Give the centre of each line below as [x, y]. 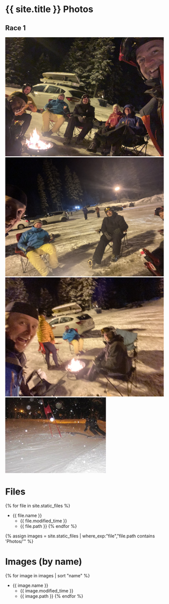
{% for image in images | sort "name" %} [48, 575]
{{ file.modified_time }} [44, 521]
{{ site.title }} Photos [49, 9]
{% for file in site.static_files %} [38, 506]
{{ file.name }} [27, 515]
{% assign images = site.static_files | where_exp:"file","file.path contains [80, 536]
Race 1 [16, 28]
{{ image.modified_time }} [47, 590]
